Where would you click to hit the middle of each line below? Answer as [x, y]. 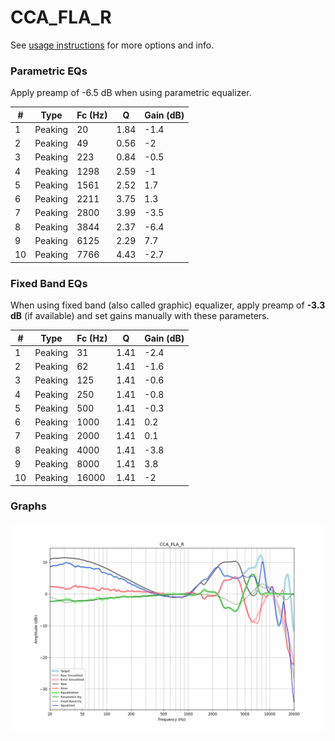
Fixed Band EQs [49, 283]
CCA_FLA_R [61, 17]
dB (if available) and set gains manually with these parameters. [140, 316]
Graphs [28, 506]
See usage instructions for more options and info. [112, 45]
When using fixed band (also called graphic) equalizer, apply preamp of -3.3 [168, 305]
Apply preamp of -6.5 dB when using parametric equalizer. [131, 93]
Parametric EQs [49, 71]
